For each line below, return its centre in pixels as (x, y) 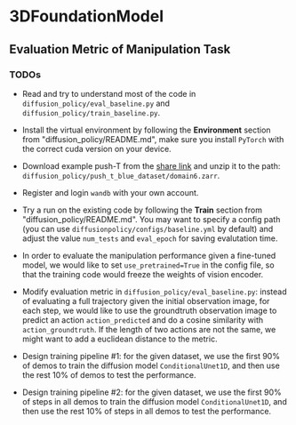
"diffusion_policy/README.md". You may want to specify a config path (151, 219)
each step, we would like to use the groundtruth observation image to (149, 310)
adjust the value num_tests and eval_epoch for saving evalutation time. (150, 238)
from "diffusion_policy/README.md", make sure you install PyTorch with (153, 139)
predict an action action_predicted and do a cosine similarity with (143, 320)
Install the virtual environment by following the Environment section (146, 130)
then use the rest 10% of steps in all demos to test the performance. (147, 411)
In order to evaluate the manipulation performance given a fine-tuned (149, 255)
